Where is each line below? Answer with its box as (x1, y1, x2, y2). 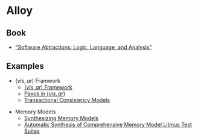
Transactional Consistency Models (24, 96, 110, 103)
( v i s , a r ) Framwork (14, 77, 60, 84)
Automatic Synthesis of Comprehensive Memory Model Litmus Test (24, 121, 192, 128)
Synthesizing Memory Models (24, 114, 98, 121)
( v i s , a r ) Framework (24, 83, 72, 91)
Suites (24, 127, 40, 135)
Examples (6, 61, 44, 71)
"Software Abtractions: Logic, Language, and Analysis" (14, 43, 152, 51)
